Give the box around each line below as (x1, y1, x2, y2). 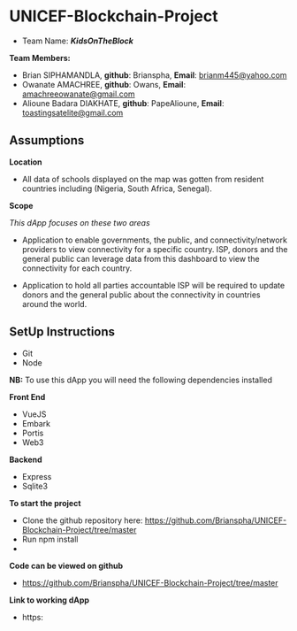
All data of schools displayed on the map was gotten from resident (21, 173, 264, 184)
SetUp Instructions (9, 325, 116, 340)
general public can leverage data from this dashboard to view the (21, 253, 260, 264)
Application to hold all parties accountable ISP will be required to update (21, 280, 286, 290)
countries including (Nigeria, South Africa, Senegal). (21, 183, 212, 194)
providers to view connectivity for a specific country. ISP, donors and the (21, 243, 288, 254)
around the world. (21, 298, 88, 309)
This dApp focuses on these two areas (9, 217, 150, 227)
